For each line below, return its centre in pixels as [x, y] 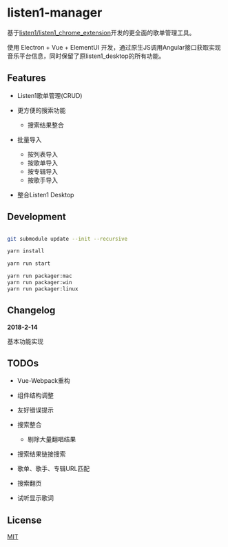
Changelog [31, 311]
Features [27, 78]
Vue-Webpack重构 [43, 381]
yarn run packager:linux [43, 289]
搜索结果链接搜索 [41, 454]
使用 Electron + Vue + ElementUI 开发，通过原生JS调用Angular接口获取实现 [114, 47]
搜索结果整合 [45, 125]
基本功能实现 [25, 341]
